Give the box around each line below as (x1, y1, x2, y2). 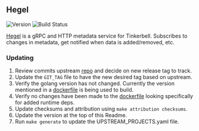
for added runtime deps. (14, 99, 75, 106)
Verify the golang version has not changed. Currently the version (14, 80, 175, 87)
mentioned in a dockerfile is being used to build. (14, 86, 134, 93)
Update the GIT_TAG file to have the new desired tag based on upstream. (14, 74, 192, 81)
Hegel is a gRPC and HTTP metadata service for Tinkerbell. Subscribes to (6, 32, 188, 39)
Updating (6, 53, 34, 62)
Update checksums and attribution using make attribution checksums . (14, 105, 188, 112)
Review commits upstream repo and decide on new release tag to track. (14, 67, 192, 74)
